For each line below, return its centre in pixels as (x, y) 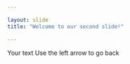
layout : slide (28, 20)
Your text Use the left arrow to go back (63, 53)
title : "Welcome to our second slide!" (66, 26)
